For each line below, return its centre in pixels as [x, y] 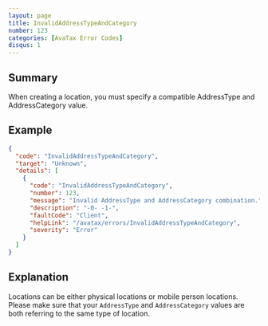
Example [30, 130]
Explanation [39, 277]
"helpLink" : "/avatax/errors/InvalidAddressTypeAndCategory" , [135, 223]
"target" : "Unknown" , [51, 163]
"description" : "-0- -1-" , [74, 208]
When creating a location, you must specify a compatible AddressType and [132, 96]
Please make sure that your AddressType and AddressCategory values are [126, 304]
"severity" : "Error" [63, 230]
